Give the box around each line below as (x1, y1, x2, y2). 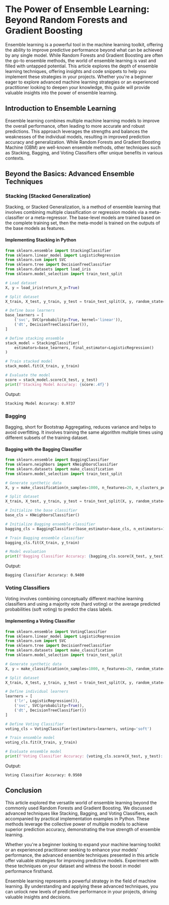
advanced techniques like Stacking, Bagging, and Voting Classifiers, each (5, 810, 158, 816)
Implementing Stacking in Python (5, 237, 76, 243)
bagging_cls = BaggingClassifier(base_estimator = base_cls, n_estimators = (5, 526, 163, 531)
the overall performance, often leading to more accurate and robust (5, 123, 145, 129)
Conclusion (5, 786, 42, 795)
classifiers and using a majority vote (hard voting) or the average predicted (5, 601, 160, 607)
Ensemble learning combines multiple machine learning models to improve (5, 117, 160, 124)
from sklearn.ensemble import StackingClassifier (5, 248, 112, 253)
